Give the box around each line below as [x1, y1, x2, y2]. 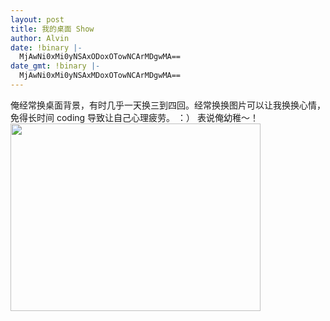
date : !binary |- [10, 42, 83, 53]
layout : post [10, 14, 65, 25]
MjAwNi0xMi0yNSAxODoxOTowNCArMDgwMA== [19, 52, 182, 62]
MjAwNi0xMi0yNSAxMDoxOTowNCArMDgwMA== [19, 71, 182, 81]
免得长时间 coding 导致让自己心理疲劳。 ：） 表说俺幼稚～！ [10, 111, 259, 123]
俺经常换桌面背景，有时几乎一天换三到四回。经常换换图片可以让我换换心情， [10, 99, 326, 111]
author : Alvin [10, 33, 70, 43]
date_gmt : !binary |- [10, 61, 101, 71]
